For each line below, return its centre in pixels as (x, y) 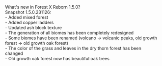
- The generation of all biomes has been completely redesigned (69, 33)
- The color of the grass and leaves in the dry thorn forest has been (73, 48)
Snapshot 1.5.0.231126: (28, 12)
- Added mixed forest (27, 17)
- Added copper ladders (29, 22)
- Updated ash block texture (34, 28)
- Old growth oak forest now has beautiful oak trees (57, 58)
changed (14, 53)
